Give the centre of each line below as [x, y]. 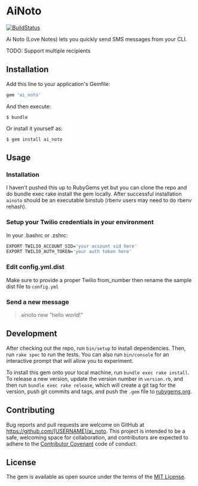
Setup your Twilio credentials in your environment [80, 222]
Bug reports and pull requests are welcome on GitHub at [75, 424]
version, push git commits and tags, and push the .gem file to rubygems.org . [99, 391]
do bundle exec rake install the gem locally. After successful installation [94, 194]
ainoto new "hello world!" [52, 314]
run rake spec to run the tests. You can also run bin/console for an [88, 354]
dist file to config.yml [33, 286]
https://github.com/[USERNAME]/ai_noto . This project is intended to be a [96, 431]
